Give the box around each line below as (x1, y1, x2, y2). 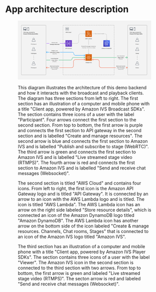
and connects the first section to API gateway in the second (18, 127, 142, 133)
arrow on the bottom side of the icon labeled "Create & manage (18, 223, 149, 229)
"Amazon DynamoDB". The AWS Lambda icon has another (18, 217, 138, 223)
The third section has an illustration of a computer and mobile (18, 243, 145, 249)
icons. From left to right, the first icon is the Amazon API (18, 185, 134, 191)
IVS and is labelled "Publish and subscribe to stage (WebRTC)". (18, 143, 149, 149)
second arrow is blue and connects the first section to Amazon (18, 138, 148, 144)
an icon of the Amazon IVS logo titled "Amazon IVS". (18, 233, 126, 240)
